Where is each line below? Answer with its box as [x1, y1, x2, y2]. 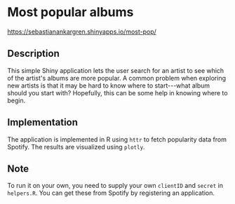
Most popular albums [7, 4, 134, 20]
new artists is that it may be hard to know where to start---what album [7, 81, 210, 90]
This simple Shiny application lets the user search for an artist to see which [7, 66, 224, 74]
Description [7, 48, 60, 60]
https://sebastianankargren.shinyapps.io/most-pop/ [7, 27, 156, 36]
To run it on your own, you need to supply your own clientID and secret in [7, 182, 223, 190]
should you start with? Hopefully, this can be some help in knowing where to [7, 88, 228, 97]
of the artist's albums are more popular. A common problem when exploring [7, 74, 227, 82]
